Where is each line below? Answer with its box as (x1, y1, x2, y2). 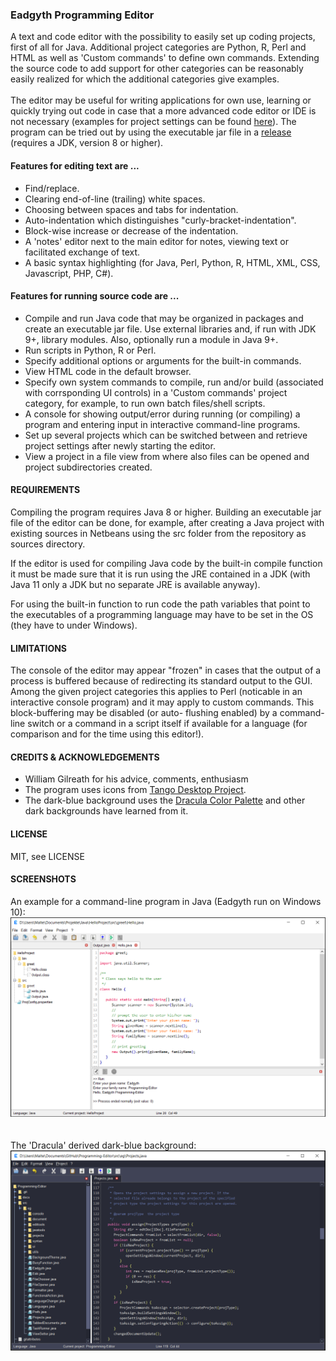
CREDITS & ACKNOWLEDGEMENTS (10, 751, 160, 763)
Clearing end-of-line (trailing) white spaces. (24, 193, 206, 205)
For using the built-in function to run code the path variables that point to (10, 598, 311, 610)
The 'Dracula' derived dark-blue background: (10, 1139, 197, 1152)
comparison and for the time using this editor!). (10, 728, 205, 740)
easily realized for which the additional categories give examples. (10, 73, 280, 85)
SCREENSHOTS (10, 873, 77, 885)
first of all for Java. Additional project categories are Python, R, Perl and (10, 41, 307, 53)
